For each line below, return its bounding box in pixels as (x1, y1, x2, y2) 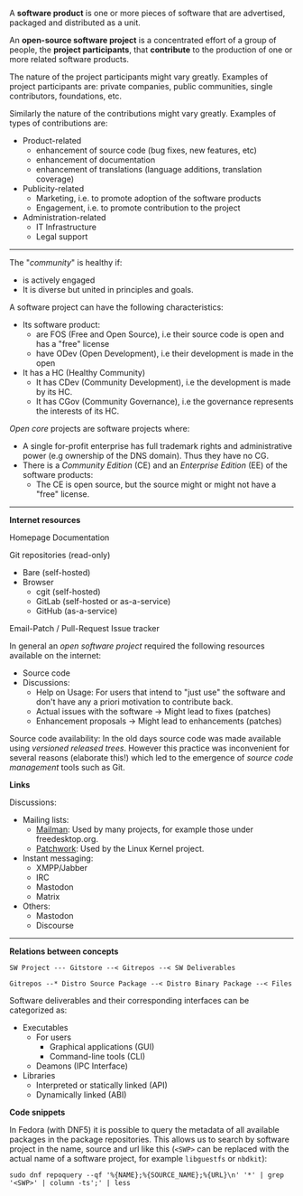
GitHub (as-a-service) (35, 605, 118, 616)
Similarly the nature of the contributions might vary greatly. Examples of (9, 108, 277, 118)
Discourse (35, 920, 74, 930)
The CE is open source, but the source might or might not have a (35, 479, 277, 490)
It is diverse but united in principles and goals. (22, 285, 194, 294)
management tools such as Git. (9, 762, 125, 772)
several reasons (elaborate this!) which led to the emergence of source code (9, 752, 294, 762)
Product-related (22, 135, 82, 145)
